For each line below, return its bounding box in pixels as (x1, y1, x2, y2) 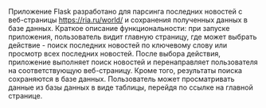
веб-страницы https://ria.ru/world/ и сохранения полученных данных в (8, 15, 248, 25)
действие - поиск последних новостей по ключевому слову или (8, 40, 228, 50)
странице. (8, 91, 43, 100)
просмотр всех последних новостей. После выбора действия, (8, 49, 221, 58)
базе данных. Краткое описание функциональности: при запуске (8, 24, 230, 33)
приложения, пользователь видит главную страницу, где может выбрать (8, 32, 257, 41)
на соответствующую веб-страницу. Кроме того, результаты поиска (8, 66, 243, 75)
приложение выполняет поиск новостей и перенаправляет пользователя (8, 57, 258, 67)
